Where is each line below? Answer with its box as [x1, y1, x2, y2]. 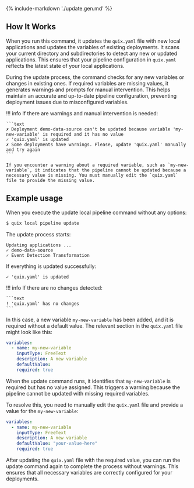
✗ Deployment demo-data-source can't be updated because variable [6, 126, 171, 132]
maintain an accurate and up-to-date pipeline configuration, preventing [6, 92, 177, 99]
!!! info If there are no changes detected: [6, 284, 103, 291]
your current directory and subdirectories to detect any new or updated [6, 50, 178, 57]
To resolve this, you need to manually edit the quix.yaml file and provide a [6, 401, 184, 408]
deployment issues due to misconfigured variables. [6, 98, 129, 105]
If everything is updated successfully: [6, 263, 97, 270]
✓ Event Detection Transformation [6, 252, 90, 258]
